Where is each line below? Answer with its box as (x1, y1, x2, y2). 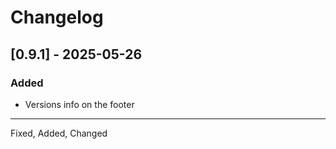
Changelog (10, 6, 104, 29)
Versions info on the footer (24, 98, 135, 110)
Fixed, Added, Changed (10, 127, 108, 139)
